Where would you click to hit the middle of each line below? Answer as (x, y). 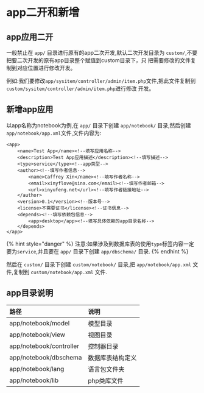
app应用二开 (30, 37)
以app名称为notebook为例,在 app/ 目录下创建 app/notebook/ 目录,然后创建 (99, 125)
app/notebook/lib (34, 380)
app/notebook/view (37, 335)
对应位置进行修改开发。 (46, 68)
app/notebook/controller (44, 346)
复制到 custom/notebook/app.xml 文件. (60, 272)
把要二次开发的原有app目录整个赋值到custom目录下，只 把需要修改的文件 (98, 60)
